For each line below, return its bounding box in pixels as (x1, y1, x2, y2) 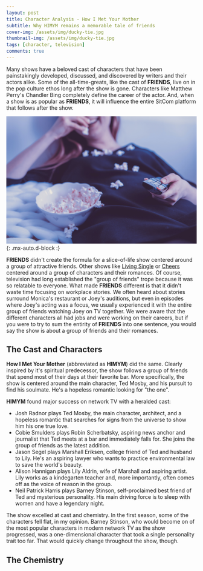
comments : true (6, 48, 45, 55)
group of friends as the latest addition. (14, 442, 111, 449)
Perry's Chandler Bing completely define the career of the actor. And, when (6, 91, 195, 98)
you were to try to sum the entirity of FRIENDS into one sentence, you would (6, 320, 196, 327)
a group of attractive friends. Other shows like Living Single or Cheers (6, 262, 180, 270)
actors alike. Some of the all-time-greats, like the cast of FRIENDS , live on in (6, 78, 196, 85)
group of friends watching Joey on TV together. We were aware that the (6, 307, 185, 315)
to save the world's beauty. (14, 461, 83, 469)
